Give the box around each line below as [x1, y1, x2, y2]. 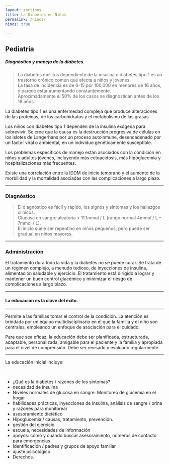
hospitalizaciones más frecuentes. [5, 160, 76, 166]
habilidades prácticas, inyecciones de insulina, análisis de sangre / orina [12, 400, 162, 406]
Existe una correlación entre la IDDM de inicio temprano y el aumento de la [5, 170, 160, 176]
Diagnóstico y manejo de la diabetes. [5, 59, 85, 65]
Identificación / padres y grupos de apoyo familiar [12, 443, 116, 449]
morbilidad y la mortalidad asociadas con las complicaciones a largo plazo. [5, 175, 161, 181]
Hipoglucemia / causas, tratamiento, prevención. [12, 416, 114, 423]
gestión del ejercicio [12, 422, 55, 428]
